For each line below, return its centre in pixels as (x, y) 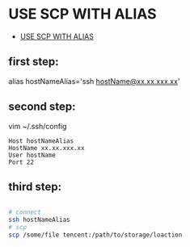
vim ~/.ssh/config (38, 126)
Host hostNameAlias (41, 141)
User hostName (32, 155)
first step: (34, 62)
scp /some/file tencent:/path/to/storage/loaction (95, 235)
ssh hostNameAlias (39, 220)
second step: (42, 107)
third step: (35, 186)
